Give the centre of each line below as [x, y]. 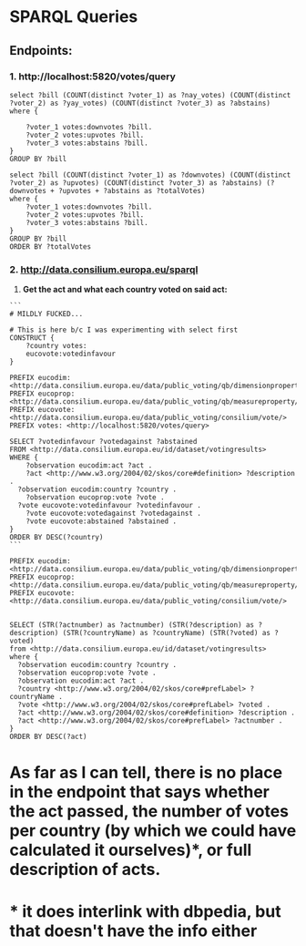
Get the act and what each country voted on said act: [125, 290]
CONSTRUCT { [32, 338]
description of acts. [85, 870]
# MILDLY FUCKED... [46, 314]
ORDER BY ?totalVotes [51, 247]
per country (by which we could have [153, 831]
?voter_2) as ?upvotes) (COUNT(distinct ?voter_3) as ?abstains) [136, 183]
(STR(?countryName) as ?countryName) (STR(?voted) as [167, 633]
